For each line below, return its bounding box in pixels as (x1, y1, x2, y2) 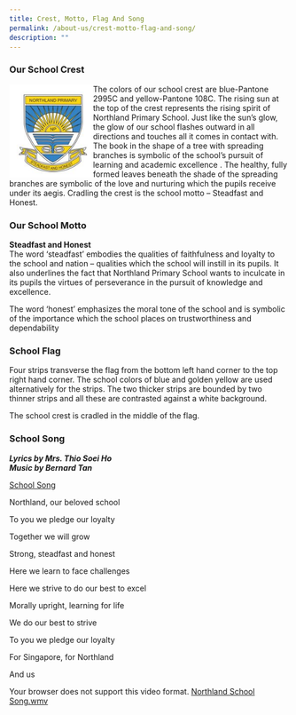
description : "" (9, 33, 69, 42)
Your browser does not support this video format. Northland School (9, 686, 255, 696)
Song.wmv (9, 695, 49, 706)
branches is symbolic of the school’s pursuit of (92, 149, 264, 160)
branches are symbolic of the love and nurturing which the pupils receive (9, 178, 277, 188)
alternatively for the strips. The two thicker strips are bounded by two (9, 384, 263, 394)
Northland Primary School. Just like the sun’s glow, (92, 112, 278, 123)
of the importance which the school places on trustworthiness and (9, 313, 252, 323)
